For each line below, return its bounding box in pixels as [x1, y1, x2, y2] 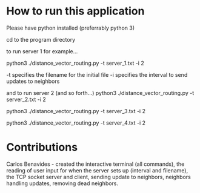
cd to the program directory [6, 36, 76, 43]
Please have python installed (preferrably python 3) [6, 24, 135, 31]
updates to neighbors [6, 77, 60, 85]
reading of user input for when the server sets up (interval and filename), [6, 166, 188, 174]
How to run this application [6, 4, 145, 18]
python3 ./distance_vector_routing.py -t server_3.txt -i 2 [6, 107, 145, 114]
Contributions [6, 140, 78, 154]
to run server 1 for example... [6, 47, 78, 55]
